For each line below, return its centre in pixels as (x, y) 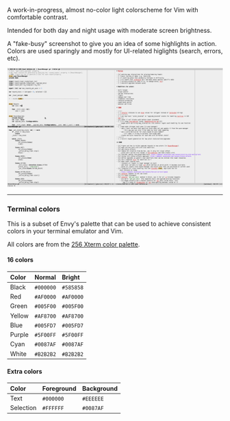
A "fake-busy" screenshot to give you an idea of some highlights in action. (112, 43)
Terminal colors (34, 209)
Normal (45, 277)
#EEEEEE (93, 399)
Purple (19, 335)
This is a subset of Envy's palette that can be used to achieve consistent (109, 224)
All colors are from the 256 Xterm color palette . (74, 244)
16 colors (21, 260)
